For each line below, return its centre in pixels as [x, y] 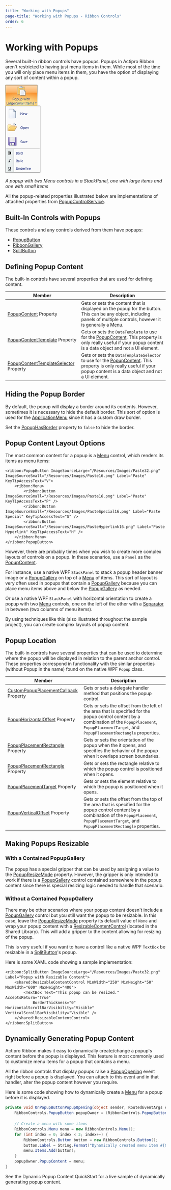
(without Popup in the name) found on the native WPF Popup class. [75, 669]
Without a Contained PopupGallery [49, 898]
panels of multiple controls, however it [121, 319]
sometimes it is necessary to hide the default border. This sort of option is [83, 412]
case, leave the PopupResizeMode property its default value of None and [81, 920]
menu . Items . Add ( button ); [50, 1151]
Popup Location [31, 640]
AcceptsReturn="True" [28, 997]
